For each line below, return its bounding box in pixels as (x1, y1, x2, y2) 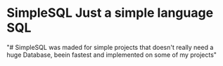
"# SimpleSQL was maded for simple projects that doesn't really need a (6, 43, 214, 51)
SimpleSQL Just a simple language (6, 5, 214, 21)
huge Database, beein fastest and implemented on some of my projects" (6, 51, 217, 59)
